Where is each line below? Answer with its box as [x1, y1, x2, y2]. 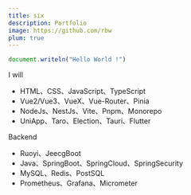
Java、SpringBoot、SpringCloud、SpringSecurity [19, 158, 184, 168]
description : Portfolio [8, 19, 88, 27]
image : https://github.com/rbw [8, 26, 112, 34]
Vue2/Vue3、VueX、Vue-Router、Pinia [19, 96, 150, 106]
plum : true [8, 33, 45, 42]
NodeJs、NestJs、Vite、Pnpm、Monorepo [19, 107, 162, 116]
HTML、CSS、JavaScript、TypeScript [19, 87, 146, 96]
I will [8, 70, 24, 80]
